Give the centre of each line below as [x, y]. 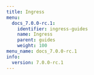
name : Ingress [35, 34]
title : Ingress [25, 12]
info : [13, 57]
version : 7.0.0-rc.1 [38, 62]
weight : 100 [32, 46]
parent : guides [36, 40]
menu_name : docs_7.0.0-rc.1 [42, 51]
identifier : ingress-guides [52, 29]
